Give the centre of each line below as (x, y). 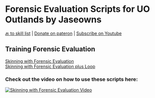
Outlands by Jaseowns (53, 20)
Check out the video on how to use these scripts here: (72, 79)
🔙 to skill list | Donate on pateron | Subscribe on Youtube (63, 33)
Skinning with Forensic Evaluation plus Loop (50, 66)
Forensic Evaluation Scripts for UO (77, 9)
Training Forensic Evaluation (50, 49)
